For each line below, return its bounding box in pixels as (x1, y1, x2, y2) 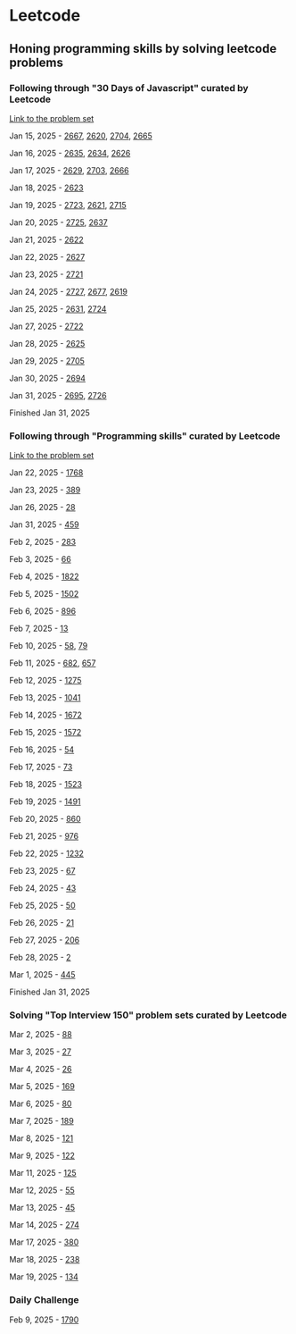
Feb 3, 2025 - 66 (9, 554, 71, 565)
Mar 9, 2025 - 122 (9, 1150, 76, 1162)
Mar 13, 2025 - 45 (9, 1203, 76, 1213)
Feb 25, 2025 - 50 (9, 900, 76, 911)
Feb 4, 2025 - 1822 (9, 571, 79, 582)
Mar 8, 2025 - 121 (9, 1133, 74, 1144)
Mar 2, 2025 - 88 (9, 1029, 73, 1040)
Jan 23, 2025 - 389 (9, 484, 81, 496)
